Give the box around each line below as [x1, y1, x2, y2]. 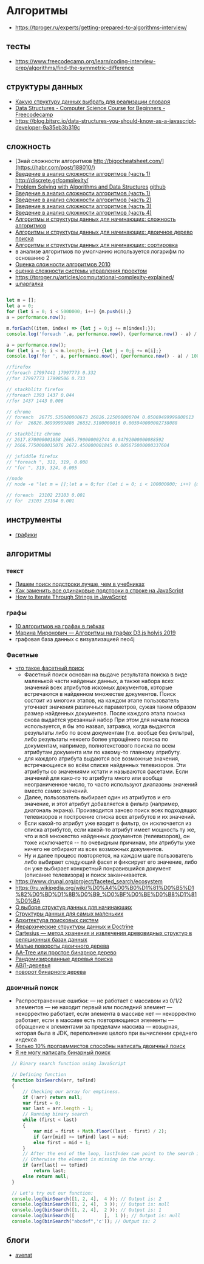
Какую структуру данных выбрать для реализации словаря [15, 98, 171, 105]
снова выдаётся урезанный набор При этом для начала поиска [24, 716, 189, 723]
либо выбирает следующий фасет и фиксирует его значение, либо [24, 858, 197, 866]
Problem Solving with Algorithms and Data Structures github [15, 183, 166, 190]
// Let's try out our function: [12, 1190, 94, 1196]
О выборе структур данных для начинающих [15, 903, 132, 911]
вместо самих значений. [24, 787, 89, 794]
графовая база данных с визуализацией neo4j [15, 635, 135, 642]
